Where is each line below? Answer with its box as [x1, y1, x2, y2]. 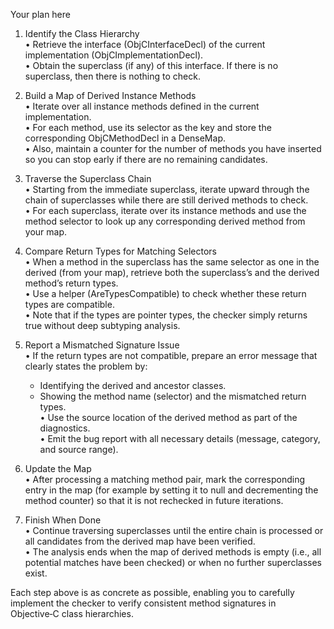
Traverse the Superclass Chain [24, 173, 152, 184]
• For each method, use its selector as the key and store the [24, 122, 272, 133]
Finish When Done [24, 514, 102, 526]
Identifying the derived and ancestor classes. [39, 380, 227, 391]
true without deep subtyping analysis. [24, 320, 181, 331]
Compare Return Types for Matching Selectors [24, 245, 217, 257]
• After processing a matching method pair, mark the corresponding [24, 474, 305, 485]
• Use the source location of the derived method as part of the [39, 412, 298, 423]
